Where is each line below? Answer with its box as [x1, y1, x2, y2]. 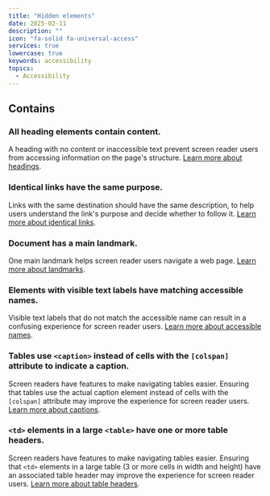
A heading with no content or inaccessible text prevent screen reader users [8, 145, 259, 154]
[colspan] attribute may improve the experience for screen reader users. [8, 396, 250, 406]
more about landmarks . [8, 264, 86, 274]
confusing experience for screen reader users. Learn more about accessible [8, 322, 262, 331]
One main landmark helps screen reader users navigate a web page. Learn [8, 255, 256, 265]
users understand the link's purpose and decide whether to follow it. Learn [8, 208, 256, 218]
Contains [8, 102, 55, 116]
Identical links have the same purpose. [8, 182, 164, 193]
